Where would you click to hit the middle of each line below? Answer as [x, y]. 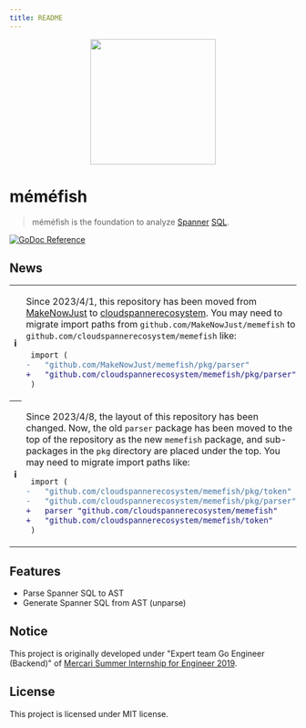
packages [47, 451]
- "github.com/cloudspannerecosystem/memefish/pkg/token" [159, 492]
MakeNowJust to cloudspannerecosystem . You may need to [154, 313]
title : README [36, 18]
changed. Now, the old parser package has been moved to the [159, 428]
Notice [29, 632]
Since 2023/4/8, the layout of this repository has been [143, 417]
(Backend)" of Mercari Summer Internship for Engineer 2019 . [123, 663]
